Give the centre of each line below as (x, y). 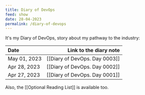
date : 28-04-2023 (23, 19)
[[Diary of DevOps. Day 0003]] (83, 59)
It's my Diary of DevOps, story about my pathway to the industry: (72, 38)
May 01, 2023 (25, 59)
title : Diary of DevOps (30, 10)
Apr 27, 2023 (24, 75)
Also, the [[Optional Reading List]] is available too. (57, 87)
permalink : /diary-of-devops (36, 24)
